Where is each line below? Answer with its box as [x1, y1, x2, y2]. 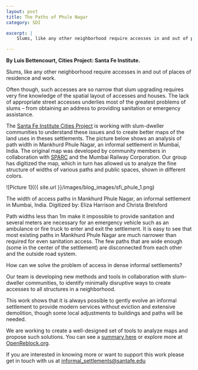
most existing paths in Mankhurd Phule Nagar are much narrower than [6, 232, 177, 239]
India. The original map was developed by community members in [6, 148, 166, 155]
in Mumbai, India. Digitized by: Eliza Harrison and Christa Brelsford [6, 201, 168, 209]
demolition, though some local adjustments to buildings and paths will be [6, 309, 183, 316]
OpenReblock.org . [6, 339, 50, 347]
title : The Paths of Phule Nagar [6, 14, 88, 20]
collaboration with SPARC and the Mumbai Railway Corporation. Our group [6, 154, 187, 161]
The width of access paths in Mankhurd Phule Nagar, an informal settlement [6, 195, 191, 202]
